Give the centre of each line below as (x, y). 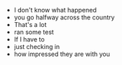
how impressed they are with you (62, 54)
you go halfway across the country (64, 17)
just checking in (37, 47)
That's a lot (30, 25)
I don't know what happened (55, 10)
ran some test (34, 32)
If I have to (29, 39)
